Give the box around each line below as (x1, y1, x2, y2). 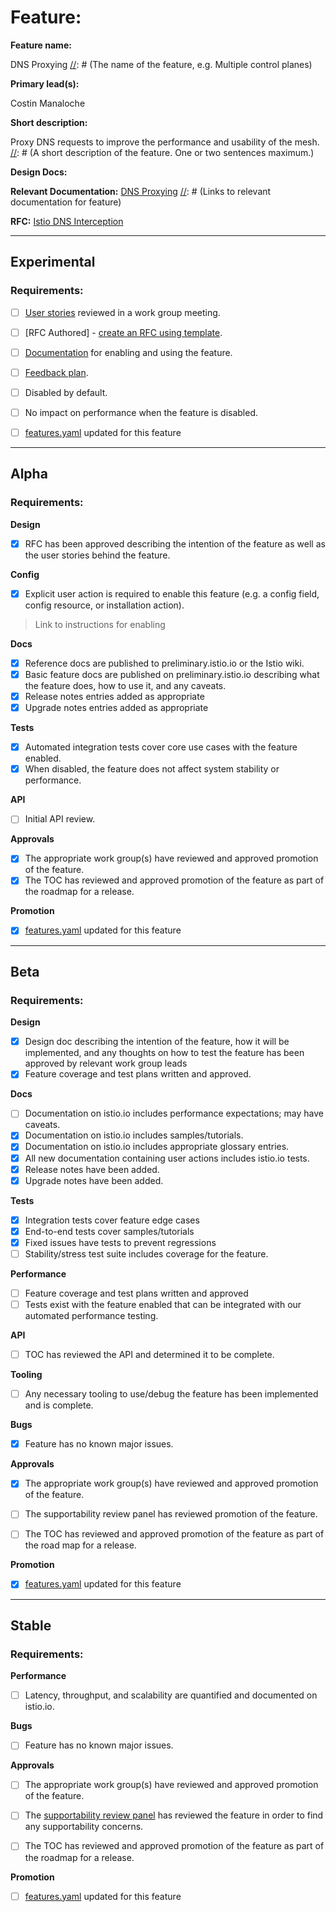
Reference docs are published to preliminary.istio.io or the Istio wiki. (24, 657, 305, 669)
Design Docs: (10, 166, 68, 178)
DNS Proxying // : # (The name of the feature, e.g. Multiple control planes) (10, 58, 313, 70)
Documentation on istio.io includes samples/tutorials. (24, 1129, 244, 1141)
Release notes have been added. (24, 1163, 160, 1175)
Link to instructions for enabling (34, 618, 166, 630)
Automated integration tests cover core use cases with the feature (24, 741, 298, 753)
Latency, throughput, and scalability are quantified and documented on (24, 1689, 318, 1701)
